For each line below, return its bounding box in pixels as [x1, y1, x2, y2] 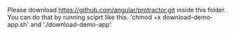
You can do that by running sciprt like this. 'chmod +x [7, 13, 162, 21]
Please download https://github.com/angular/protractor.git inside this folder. [7, 6, 226, 14]
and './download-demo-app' [30, 21, 112, 28]
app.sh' [7, 21, 29, 28]
